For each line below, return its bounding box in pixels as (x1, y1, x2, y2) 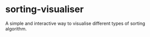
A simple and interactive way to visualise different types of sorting (5, 20, 145, 26)
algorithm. (5, 25, 27, 31)
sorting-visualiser (5, 4, 84, 15)
